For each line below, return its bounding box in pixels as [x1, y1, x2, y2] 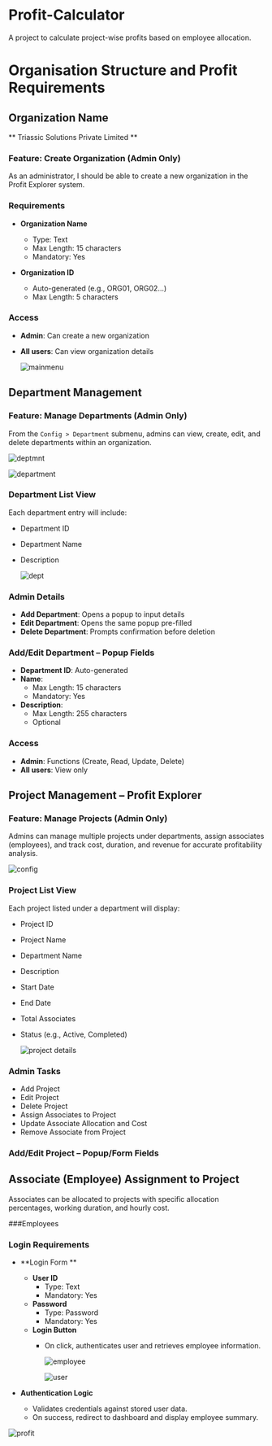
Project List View [8, 885, 77, 896]
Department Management [8, 386, 142, 400]
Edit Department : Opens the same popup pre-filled [19, 618, 192, 628]
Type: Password [44, 1308, 99, 1317]
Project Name [19, 934, 67, 945]
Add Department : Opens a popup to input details [19, 609, 185, 619]
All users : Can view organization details [19, 346, 154, 356]
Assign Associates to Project [19, 1109, 116, 1120]
